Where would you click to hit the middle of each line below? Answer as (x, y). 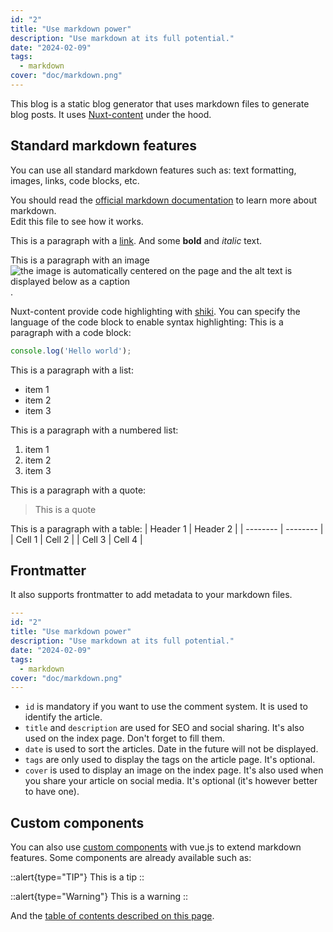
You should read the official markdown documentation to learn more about (164, 200)
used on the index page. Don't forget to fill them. (124, 738)
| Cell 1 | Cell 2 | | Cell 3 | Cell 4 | (76, 539)
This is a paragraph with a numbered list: (94, 430)
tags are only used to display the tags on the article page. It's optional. (170, 760)
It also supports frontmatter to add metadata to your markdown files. (151, 595)
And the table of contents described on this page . (112, 916)
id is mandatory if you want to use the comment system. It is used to (166, 707)
